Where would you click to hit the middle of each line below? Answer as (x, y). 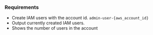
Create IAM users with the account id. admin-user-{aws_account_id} (80, 18)
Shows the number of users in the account (55, 28)
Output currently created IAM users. (48, 23)
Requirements (22, 7)
